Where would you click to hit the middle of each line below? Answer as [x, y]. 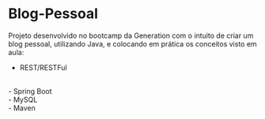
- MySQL [23, 99]
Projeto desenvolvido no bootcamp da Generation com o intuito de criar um [131, 35]
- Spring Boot [30, 91]
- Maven [22, 108]
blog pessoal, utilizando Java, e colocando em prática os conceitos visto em [132, 43]
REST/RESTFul [43, 67]
